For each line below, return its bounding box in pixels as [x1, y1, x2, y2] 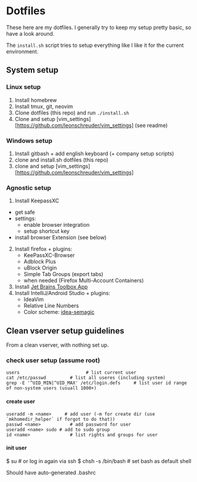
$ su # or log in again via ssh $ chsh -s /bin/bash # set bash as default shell [6, 457, 192, 464]
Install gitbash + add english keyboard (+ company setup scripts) [14, 150, 174, 157]
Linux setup [6, 83, 41, 91]
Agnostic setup [6, 183, 52, 192]
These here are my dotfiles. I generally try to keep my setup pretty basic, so [6, 24, 192, 31]
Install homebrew [14, 96, 58, 103]
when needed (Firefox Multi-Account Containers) [23, 277, 144, 284]
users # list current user [6, 370, 136, 376]
